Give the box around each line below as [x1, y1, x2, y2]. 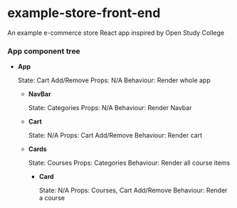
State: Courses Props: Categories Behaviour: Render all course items [28, 158, 231, 168]
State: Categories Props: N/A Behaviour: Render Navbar [28, 104, 192, 112]
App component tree [7, 46, 80, 56]
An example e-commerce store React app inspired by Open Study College [7, 28, 225, 37]
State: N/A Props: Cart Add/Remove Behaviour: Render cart [28, 131, 203, 140]
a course [38, 194, 65, 202]
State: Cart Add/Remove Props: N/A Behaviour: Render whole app [17, 76, 211, 84]
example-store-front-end [7, 5, 161, 21]
